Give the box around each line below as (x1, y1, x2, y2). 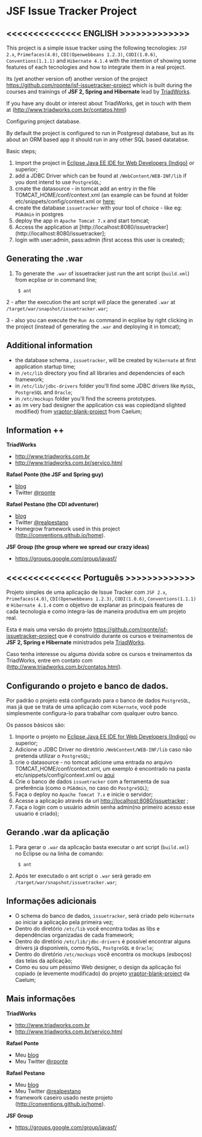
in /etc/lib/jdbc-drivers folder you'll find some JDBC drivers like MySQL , (14, 382, 196, 389)
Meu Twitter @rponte (14, 1057, 68, 1065)
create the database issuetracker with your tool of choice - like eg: (14, 204, 183, 211)
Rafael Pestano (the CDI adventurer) (6, 501, 99, 508)
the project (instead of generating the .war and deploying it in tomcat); (6, 323, 181, 330)
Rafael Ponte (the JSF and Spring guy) (6, 471, 104, 478)
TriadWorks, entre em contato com (6, 657, 93, 664)
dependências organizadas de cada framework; (14, 931, 134, 938)
